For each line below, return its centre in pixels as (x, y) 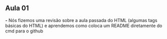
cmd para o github (24, 31)
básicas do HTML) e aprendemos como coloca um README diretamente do (84, 25)
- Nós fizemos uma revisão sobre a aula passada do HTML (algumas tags (81, 20)
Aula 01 (17, 8)
